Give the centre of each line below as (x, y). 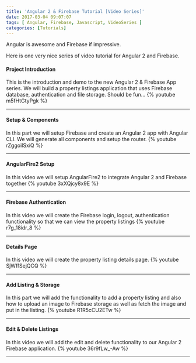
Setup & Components (32, 120)
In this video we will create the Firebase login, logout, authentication (88, 215)
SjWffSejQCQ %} (27, 266)
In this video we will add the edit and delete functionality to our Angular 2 (94, 342)
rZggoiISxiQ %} (24, 145)
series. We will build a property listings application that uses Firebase (89, 88)
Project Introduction (31, 69)
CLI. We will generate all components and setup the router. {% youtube (91, 139)
